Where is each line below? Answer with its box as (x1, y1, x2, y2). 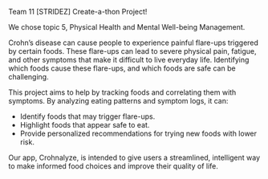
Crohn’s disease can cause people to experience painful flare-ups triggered (8, 38, 259, 47)
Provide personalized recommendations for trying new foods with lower (19, 128, 258, 138)
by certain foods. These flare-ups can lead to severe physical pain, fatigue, (8, 47, 257, 55)
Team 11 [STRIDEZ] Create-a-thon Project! (8, 7, 148, 16)
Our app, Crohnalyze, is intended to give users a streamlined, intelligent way (8, 153, 261, 162)
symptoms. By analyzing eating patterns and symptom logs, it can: (8, 96, 229, 105)
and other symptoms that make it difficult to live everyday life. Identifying (8, 55, 250, 64)
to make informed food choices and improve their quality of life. (8, 161, 218, 171)
